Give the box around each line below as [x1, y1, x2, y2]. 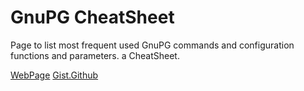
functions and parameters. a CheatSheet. [10, 49, 180, 61]
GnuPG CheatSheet [10, 6, 175, 29]
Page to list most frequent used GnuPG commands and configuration [10, 39, 295, 51]
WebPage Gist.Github [10, 69, 99, 81]
